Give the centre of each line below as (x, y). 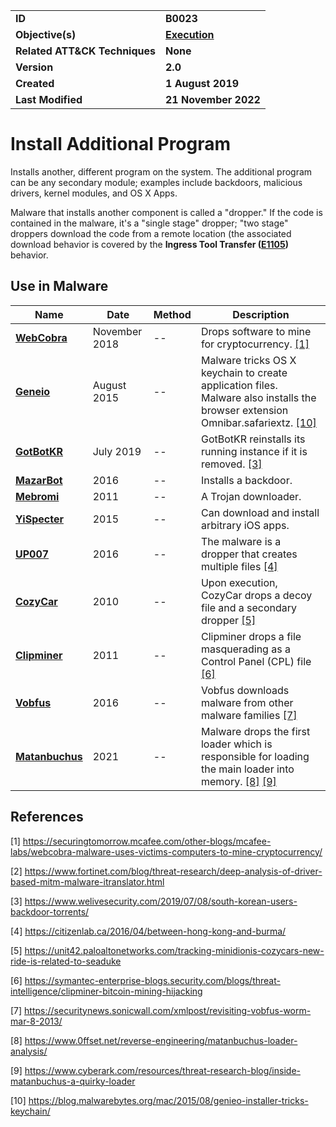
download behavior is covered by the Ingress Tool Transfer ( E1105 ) (150, 244)
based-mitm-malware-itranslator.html (87, 881)
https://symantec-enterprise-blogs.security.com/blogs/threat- (152, 980)
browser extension (244, 410)
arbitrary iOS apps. (245, 525)
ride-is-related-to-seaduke (66, 961)
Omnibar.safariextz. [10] (258, 422)
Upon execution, (239, 582)
